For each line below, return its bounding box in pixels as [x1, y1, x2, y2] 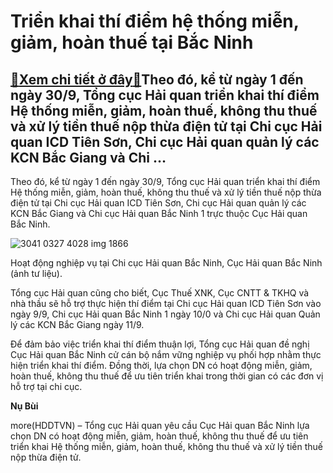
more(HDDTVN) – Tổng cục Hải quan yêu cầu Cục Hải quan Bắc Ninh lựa [10, 420, 310, 431]
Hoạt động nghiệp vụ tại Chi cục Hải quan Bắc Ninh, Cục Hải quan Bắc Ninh [10, 257, 323, 269]
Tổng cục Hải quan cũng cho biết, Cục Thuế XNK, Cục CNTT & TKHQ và [10, 287, 310, 299]
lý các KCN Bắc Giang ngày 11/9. [10, 319, 145, 330]
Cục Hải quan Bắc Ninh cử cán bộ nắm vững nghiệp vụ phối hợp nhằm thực [10, 349, 322, 360]
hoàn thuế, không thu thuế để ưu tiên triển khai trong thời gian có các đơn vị [10, 370, 324, 382]
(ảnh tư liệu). [10, 268, 63, 279]
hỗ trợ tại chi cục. [10, 381, 83, 392]
